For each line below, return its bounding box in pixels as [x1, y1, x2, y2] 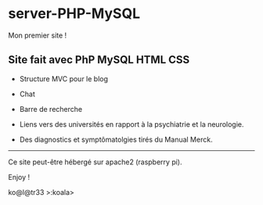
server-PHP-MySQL [8, 5, 141, 23]
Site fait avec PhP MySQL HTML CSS [8, 53, 190, 67]
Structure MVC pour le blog [19, 74, 108, 83]
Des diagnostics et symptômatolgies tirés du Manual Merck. [19, 135, 213, 144]
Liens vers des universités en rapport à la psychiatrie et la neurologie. [19, 119, 244, 129]
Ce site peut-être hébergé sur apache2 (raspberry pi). [8, 157, 182, 167]
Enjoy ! [8, 172, 31, 182]
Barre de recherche [19, 104, 83, 113]
